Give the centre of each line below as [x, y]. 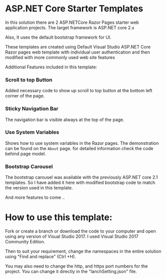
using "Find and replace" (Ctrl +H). [41, 257]
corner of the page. [25, 96]
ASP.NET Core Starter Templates [74, 9]
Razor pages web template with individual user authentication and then [78, 52]
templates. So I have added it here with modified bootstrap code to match [80, 183]
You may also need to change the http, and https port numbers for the [77, 266]
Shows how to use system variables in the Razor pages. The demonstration [82, 143]
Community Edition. [25, 242]
